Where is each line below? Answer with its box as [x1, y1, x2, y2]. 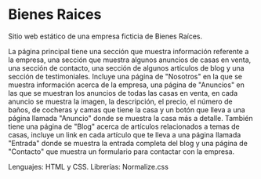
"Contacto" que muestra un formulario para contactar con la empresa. [8, 147, 235, 156]
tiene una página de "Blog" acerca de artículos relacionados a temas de [8, 122, 241, 131]
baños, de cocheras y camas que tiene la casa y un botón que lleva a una [8, 104, 245, 115]
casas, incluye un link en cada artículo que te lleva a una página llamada [8, 130, 241, 139]
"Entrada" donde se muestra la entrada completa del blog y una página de [8, 138, 248, 148]
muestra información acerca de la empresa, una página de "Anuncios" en [8, 80, 245, 89]
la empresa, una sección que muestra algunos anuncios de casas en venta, [8, 55, 252, 64]
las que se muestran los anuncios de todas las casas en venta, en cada [8, 88, 238, 97]
